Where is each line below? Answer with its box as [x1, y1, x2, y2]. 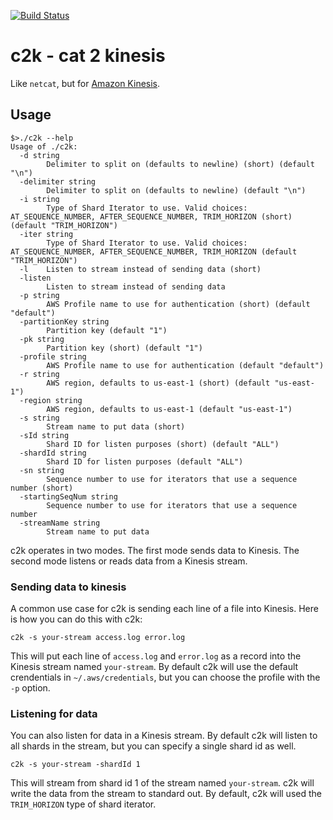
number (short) [10, 483, 74, 493]
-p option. [10, 682, 51, 694]
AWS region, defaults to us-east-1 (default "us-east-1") [46, 404, 293, 414]
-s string [19, 413, 60, 423]
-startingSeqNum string [19, 491, 118, 502]
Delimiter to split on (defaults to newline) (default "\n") [46, 185, 307, 195]
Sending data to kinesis [10, 580, 127, 594]
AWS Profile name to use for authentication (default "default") [46, 360, 325, 370]
